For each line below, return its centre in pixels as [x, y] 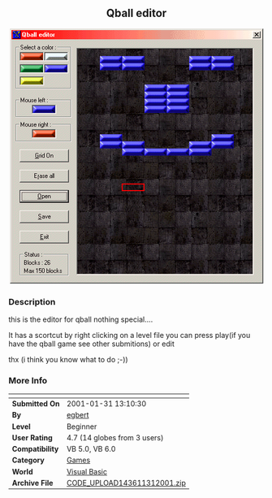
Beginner [82, 427]
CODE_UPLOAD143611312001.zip [126, 483]
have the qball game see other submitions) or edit [91, 344]
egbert [78, 415]
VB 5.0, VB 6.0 [91, 449]
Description [32, 301]
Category [28, 460]
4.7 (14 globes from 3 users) [115, 437]
